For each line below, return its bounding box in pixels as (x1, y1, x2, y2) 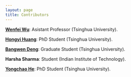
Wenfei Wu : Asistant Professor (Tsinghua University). (5, 26, 118, 32)
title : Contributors (5, 12, 49, 17)
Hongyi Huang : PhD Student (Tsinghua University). (5, 36, 113, 42)
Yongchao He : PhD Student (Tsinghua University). (5, 66, 111, 72)
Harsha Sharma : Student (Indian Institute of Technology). (5, 56, 126, 62)
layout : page (5, 7, 33, 13)
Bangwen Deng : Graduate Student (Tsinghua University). (5, 46, 126, 52)
